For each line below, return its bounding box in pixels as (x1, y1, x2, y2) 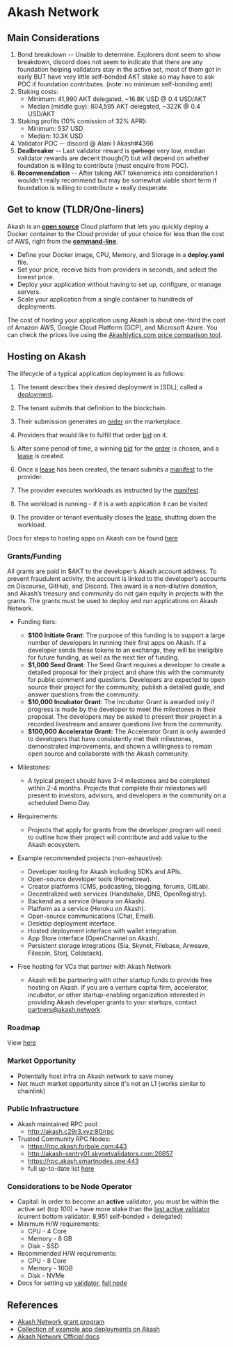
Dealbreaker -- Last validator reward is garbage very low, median (17, 147, 206, 155)
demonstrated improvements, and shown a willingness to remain (27, 742, 213, 750)
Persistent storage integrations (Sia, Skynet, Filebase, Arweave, (27, 941, 210, 949)
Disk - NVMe (27, 1272, 65, 1280)
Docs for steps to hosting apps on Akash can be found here (7, 534, 179, 542)
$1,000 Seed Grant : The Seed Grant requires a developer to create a (27, 660, 225, 669)
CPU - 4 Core (27, 1227, 67, 1236)
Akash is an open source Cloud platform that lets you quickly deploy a (7, 222, 209, 231)
